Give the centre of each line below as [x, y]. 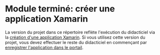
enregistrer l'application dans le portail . [44, 47]
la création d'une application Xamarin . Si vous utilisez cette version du [75, 37]
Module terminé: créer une [60, 9]
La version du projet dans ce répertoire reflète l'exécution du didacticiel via [80, 32]
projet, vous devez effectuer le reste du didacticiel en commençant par [76, 42]
